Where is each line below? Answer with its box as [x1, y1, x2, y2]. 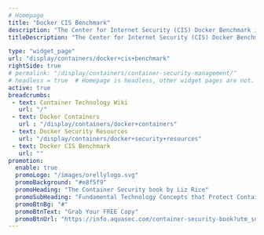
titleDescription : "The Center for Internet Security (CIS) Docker [8, 33, 234, 42]
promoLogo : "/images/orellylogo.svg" [15, 172, 139, 179]
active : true [8, 84, 51, 92]
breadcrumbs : [8, 91, 51, 99]
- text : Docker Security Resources [11, 128, 128, 136]
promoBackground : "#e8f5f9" [15, 179, 108, 186]
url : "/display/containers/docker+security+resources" [18, 135, 202, 143]
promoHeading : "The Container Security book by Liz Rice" [15, 186, 210, 193]
